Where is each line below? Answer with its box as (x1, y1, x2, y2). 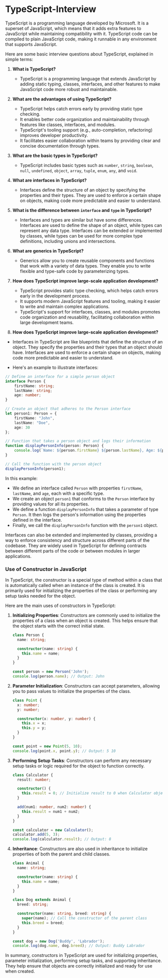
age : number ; (14, 392, 41, 398)
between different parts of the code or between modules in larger (5, 547, 140, 553)
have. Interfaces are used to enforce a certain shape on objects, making (12, 349, 161, 355)
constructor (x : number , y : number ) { (17, 716, 96, 721)
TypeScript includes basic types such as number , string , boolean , (19, 162, 153, 168)
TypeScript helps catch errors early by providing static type (19, 105, 143, 111)
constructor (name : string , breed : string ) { (17, 911, 111, 916)
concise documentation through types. (19, 142, 100, 148)
